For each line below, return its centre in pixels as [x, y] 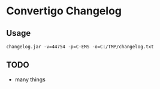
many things [30, 79]
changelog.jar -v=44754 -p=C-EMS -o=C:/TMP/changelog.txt [80, 47]
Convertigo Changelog [64, 11]
